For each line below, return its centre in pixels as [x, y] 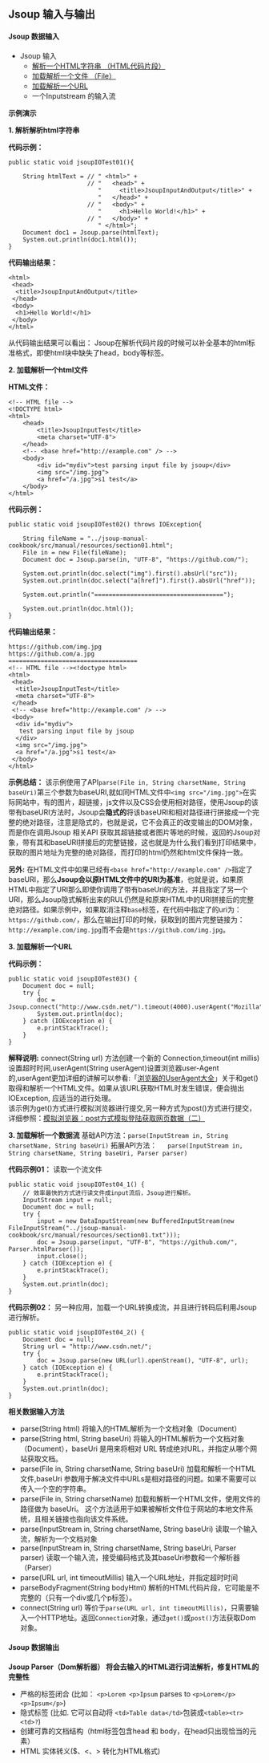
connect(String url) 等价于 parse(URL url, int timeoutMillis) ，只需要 [136, 1607]
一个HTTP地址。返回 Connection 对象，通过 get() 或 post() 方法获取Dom [141, 1617]
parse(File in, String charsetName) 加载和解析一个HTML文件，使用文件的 [140, 1498]
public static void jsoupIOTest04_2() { [77, 1332]
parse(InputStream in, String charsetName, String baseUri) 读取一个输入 [139, 1529]
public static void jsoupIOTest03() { [73, 979]
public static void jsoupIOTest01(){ [71, 162]
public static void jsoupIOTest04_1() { [77, 1184]
